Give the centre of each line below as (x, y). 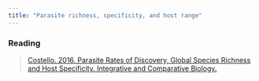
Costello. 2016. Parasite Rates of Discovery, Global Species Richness (139, 60)
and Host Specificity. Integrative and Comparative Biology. (122, 68)
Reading (24, 42)
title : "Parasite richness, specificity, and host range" (105, 15)
